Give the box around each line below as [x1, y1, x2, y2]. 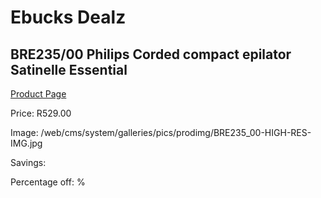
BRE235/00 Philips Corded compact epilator [10, 46, 292, 63]
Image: [10, 127, 39, 138]
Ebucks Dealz [10, 6, 127, 29]
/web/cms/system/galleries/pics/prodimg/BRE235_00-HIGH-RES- [40, 127, 312, 138]
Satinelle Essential [10, 61, 128, 78]
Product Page [10, 88, 67, 100]
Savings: [10, 157, 47, 168]
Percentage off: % [10, 176, 86, 188]
